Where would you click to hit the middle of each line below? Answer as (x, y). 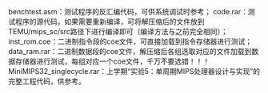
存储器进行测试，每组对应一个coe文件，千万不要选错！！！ (112, 61)
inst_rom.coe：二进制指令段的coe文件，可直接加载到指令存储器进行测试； (130, 41)
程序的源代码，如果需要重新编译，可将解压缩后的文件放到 (110, 21)
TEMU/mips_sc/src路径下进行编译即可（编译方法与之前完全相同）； (118, 31)
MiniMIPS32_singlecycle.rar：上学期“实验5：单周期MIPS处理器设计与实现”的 (134, 71)
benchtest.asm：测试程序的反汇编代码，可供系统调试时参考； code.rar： (128, 12)
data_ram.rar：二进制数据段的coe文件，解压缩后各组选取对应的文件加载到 (130, 51)
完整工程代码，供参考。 (47, 81)
